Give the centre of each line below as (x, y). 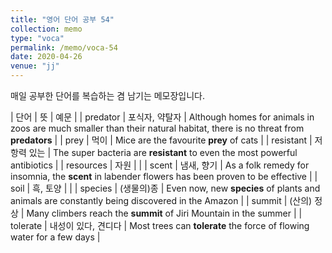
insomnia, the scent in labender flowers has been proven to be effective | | (164, 176)
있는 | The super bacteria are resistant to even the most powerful (163, 152)
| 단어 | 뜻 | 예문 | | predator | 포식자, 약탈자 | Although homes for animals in (162, 117)
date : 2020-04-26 (46, 57)
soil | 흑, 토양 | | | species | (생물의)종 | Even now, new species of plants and (165, 188)
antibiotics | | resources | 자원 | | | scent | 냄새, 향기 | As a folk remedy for (160, 165)
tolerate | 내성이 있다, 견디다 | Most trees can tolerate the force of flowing (160, 225)
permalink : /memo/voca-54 (64, 47)
